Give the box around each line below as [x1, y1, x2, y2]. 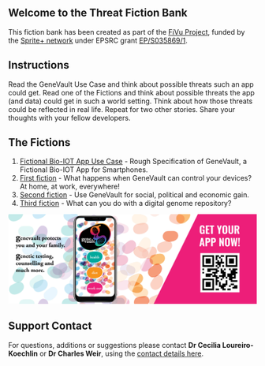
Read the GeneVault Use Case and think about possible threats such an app [8, 79, 254, 89]
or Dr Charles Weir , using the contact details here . [39, 349, 203, 358]
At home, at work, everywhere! [19, 181, 121, 192]
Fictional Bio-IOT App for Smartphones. [19, 165, 148, 174]
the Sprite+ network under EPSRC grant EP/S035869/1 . [8, 35, 188, 45]
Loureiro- [222, 340, 254, 349]
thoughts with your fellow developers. [8, 113, 131, 122]
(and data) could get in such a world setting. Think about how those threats [8, 96, 253, 106]
